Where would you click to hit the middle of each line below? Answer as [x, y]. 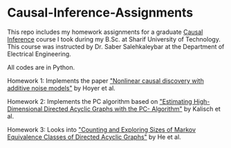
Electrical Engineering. [39, 54]
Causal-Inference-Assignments [100, 13]
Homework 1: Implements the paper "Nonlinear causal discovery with [105, 80]
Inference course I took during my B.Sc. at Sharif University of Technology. [114, 39]
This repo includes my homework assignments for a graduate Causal [105, 32]
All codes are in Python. [41, 67]
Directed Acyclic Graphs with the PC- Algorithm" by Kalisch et [132, 109]
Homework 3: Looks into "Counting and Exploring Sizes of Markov [101, 129]
